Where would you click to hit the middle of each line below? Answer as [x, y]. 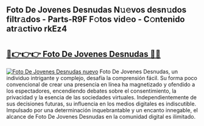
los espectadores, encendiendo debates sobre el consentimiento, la [91, 91]
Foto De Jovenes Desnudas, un [139, 71]
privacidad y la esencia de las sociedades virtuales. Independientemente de [101, 97]
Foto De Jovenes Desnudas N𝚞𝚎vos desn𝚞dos [97, 10]
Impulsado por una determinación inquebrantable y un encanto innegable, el [102, 110]
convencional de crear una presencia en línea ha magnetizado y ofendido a [101, 85]
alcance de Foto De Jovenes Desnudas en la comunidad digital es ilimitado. [101, 117]
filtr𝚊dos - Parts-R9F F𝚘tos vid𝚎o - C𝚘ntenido [96, 20]
